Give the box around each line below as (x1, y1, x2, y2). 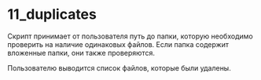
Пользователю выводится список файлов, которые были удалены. (7, 63, 231, 72)
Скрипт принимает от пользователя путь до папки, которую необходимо (7, 31, 253, 41)
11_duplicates (7, 5, 97, 24)
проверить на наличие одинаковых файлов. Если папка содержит (7, 39, 230, 49)
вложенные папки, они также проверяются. (7, 48, 155, 57)
